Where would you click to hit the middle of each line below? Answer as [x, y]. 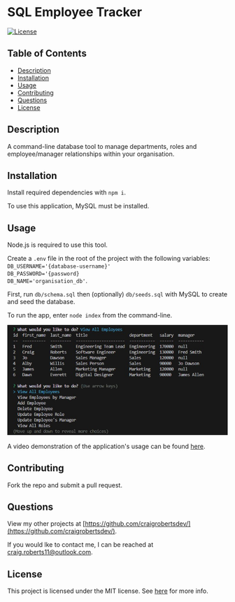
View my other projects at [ [46, 524]
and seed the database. [41, 302]
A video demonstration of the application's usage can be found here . [106, 446]
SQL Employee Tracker [74, 12]
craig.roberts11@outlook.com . [50, 552]
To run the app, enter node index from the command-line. [90, 315]
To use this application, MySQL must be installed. [78, 206]
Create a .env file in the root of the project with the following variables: [109, 259]
